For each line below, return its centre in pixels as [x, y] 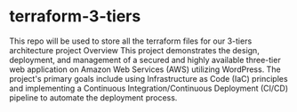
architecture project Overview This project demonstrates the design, [134, 50]
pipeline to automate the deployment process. [93, 97]
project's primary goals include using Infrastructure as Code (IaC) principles [148, 78]
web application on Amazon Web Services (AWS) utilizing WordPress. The [145, 69]
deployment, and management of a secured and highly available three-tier [145, 60]
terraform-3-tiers [75, 16]
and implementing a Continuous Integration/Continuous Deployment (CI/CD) [149, 88]
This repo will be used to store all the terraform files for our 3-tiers [131, 41]
